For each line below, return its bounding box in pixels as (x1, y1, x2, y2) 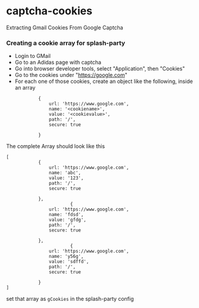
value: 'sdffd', (48, 258, 89, 265)
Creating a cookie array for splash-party (6, 39, 126, 47)
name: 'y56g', (48, 254, 84, 260)
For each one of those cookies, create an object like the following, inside (14, 78, 193, 85)
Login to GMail (14, 53, 51, 60)
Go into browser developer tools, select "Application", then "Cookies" (14, 65, 185, 72)
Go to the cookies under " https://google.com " (14, 72, 128, 79)
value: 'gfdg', (48, 217, 86, 223)
